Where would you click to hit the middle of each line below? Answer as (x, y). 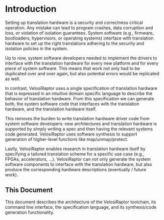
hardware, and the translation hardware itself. (51, 109)
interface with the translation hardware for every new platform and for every (82, 63)
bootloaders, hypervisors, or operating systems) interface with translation (80, 38)
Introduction (31, 9)
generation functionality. (30, 212)
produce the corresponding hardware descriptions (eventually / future (76, 169)
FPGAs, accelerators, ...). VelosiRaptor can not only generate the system (78, 159)
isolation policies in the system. (37, 48)
